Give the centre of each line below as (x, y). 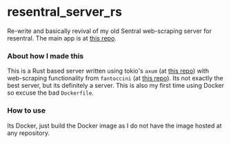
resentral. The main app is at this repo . (62, 38)
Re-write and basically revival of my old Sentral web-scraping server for (110, 31)
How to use (27, 110)
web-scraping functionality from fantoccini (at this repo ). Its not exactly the (115, 78)
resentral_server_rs (65, 12)
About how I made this (46, 56)
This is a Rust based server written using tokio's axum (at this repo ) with (108, 71)
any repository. (29, 133)
